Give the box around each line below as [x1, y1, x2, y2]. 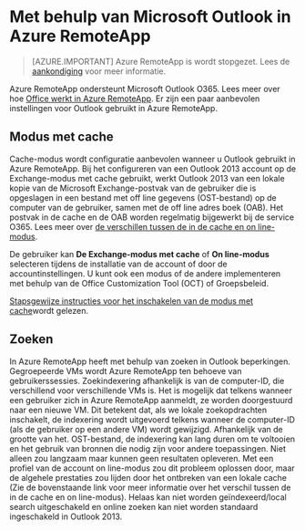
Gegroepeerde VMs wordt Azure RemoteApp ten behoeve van [9, 365, 243, 376]
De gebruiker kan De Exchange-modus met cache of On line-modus [9, 248, 270, 259]
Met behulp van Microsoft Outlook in [9, 6, 291, 27]
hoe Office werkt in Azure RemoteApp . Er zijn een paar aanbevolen [9, 93, 260, 104]
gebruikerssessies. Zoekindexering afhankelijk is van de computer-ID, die [9, 375, 285, 386]
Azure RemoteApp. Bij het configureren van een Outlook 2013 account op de [9, 162, 297, 174]
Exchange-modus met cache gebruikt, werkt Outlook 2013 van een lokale [9, 172, 285, 183]
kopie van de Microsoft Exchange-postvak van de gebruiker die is [9, 182, 257, 193]
